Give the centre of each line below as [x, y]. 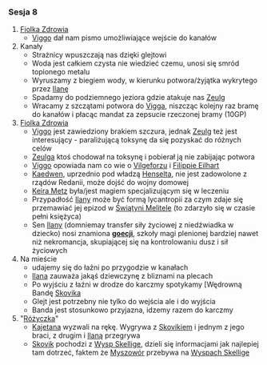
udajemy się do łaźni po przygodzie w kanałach [110, 267]
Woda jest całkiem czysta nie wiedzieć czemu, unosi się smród [135, 63]
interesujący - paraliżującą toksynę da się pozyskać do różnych [137, 140]
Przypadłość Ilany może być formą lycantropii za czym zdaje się [137, 199]
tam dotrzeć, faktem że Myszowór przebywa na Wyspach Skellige [141, 353]
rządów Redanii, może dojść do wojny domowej [110, 182]
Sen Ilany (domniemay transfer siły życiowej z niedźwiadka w [133, 225]
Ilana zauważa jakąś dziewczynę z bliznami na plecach [122, 276]
